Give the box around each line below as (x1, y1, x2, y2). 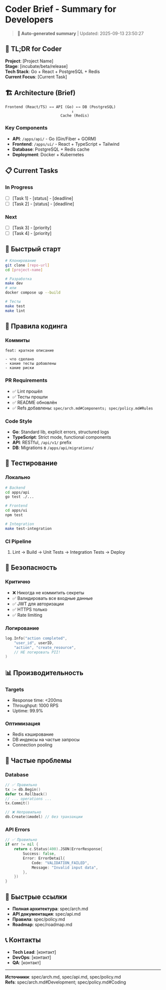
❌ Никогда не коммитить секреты (12, 589, 84, 595)
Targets (5, 686, 24, 693)
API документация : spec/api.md (12, 911, 81, 917)
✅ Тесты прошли (12, 394, 48, 400)
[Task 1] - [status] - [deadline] (12, 195, 73, 201)
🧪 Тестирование (5, 459, 58, 467)
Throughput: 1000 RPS (12, 702, 59, 708)
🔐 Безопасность (5, 564, 57, 572)
